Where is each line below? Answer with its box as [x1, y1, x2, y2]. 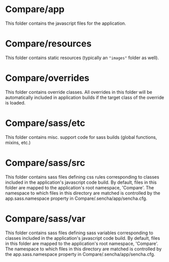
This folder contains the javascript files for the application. [5, 20, 126, 26]
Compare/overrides [5, 72, 90, 84]
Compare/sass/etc [5, 118, 86, 129]
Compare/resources [5, 38, 92, 49]
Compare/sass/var [5, 213, 86, 224]
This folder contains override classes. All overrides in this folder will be [5, 89, 152, 95]
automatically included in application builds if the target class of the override [5, 94, 164, 100]
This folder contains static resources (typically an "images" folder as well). [5, 55, 159, 61]
